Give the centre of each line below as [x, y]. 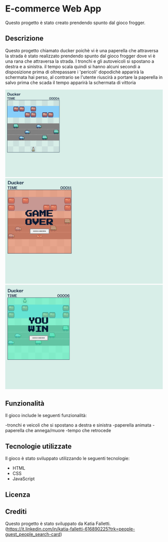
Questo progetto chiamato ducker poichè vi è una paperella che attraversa [82, 50]
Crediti [16, 512]
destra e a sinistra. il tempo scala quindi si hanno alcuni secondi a [73, 66]
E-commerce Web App [53, 9]
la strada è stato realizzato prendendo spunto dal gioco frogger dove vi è [80, 56]
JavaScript [23, 479]
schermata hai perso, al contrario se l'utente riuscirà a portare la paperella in [84, 77]
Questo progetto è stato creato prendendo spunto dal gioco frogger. [75, 23]
